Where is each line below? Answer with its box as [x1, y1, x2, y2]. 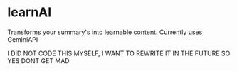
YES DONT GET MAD [7, 56, 70, 65]
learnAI [7, 4, 52, 21]
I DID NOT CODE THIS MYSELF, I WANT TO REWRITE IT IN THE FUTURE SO [7, 49, 231, 58]
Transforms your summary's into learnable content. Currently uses [7, 28, 203, 36]
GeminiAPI [7, 35, 38, 43]
